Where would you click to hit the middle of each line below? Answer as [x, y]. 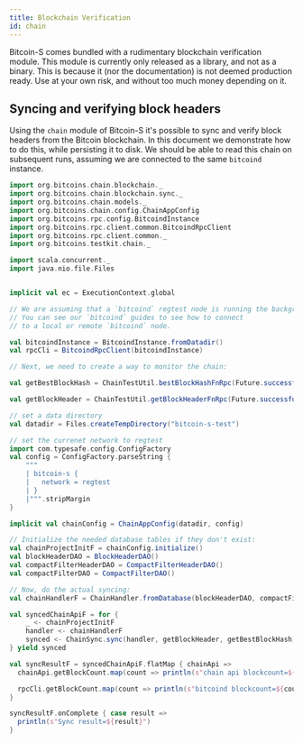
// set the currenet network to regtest [87, 440]
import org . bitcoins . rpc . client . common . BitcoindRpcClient [120, 227]
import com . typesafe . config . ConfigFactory [90, 449]
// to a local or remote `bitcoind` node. [90, 326]
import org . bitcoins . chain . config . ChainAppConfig [105, 210]
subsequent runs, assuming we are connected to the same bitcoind [136, 160]
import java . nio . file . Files [62, 269]
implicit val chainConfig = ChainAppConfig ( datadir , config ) [127, 524]
